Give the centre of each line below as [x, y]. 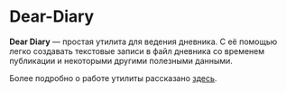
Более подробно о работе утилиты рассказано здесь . [113, 78]
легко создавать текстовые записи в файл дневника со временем [137, 51]
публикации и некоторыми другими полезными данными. [121, 60]
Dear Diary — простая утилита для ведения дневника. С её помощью [143, 41]
